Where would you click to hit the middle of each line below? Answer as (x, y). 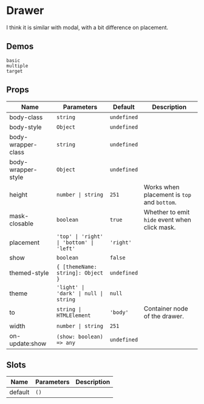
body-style (25, 127)
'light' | (71, 287)
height (19, 194)
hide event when (167, 219)
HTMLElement (74, 315)
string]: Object (80, 273)
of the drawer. (164, 316)
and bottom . (160, 202)
